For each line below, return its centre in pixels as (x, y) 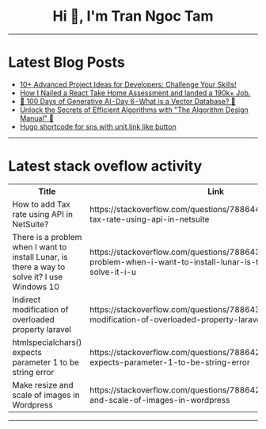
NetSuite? (30, 224)
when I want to (40, 247)
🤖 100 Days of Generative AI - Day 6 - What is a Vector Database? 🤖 (127, 101)
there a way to (39, 267)
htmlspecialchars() (47, 342)
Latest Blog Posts (66, 62)
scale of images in (46, 395)
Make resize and (43, 385)
